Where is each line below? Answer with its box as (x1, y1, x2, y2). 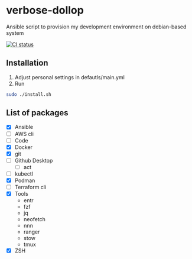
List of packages (6, 108, 69, 118)
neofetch (23, 216, 46, 223)
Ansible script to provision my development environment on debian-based (6, 23, 187, 30)
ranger (23, 228, 40, 235)
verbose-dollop (6, 4, 84, 17)
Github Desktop (14, 157, 53, 164)
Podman (14, 177, 35, 184)
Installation (6, 58, 48, 68)
